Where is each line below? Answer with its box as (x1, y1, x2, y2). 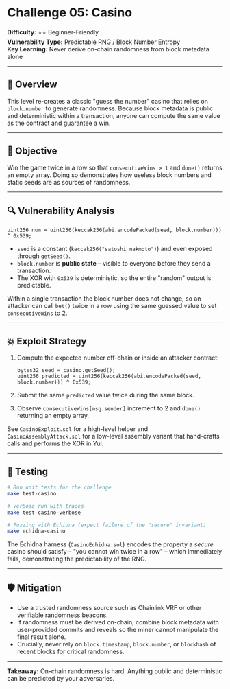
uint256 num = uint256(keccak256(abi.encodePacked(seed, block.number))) (7, 226, 222, 234)
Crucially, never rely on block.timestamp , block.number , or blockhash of (16, 640, 216, 649)
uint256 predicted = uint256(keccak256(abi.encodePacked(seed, (16, 373, 202, 380)
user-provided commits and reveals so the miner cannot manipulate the (16, 626, 219, 634)
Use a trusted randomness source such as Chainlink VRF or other (16, 604, 202, 612)
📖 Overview (7, 79, 57, 91)
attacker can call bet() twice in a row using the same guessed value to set (7, 302, 217, 310)
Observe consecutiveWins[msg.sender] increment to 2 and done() (16, 404, 201, 412)
